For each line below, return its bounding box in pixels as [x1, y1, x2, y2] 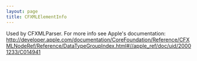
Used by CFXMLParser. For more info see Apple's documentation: [6, 30, 166, 37]
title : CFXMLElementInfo [6, 14, 67, 20]
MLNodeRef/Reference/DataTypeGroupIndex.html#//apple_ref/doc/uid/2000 [6, 42, 191, 49]
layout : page [6, 8, 38, 15]
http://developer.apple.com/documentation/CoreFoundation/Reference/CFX [6, 36, 190, 43]
